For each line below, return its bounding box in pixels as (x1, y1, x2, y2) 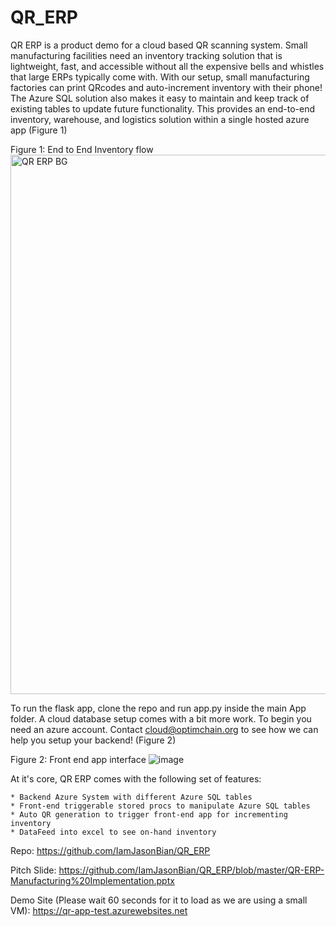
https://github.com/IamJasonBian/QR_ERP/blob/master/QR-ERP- (58, 864, 325, 876)
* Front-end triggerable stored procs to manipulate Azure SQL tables (10, 801, 311, 811)
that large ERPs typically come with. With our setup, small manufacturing (10, 71, 310, 83)
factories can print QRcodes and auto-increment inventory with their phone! (10, 81, 323, 93)
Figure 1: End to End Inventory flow (10, 143, 154, 155)
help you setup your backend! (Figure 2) (10, 734, 177, 746)
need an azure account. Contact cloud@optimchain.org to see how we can (10, 723, 319, 735)
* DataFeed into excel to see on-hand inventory (10, 827, 217, 837)
